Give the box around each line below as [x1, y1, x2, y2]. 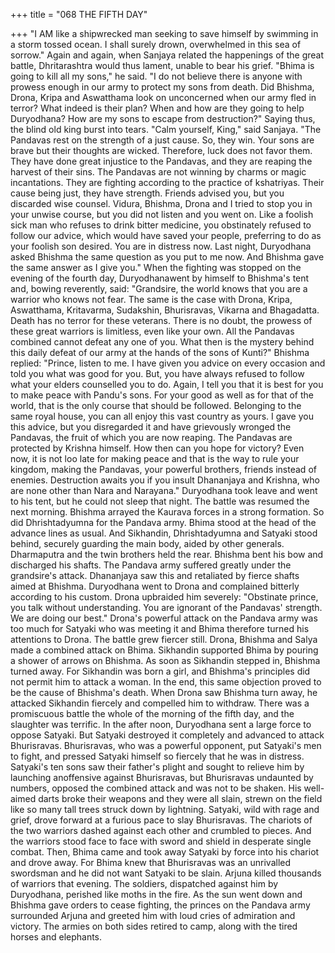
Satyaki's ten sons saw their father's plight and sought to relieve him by [10, 761, 305, 773]
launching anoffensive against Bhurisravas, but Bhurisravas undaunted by [10, 772, 314, 783]
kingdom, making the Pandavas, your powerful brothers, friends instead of [10, 464, 317, 475]
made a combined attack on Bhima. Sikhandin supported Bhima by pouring [10, 644, 319, 656]
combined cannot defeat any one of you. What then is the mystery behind [10, 336, 315, 348]
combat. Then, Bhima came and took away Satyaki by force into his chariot [10, 846, 320, 858]
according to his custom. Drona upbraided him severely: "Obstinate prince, [10, 591, 319, 603]
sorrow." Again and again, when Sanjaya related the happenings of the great [10, 49, 325, 61]
